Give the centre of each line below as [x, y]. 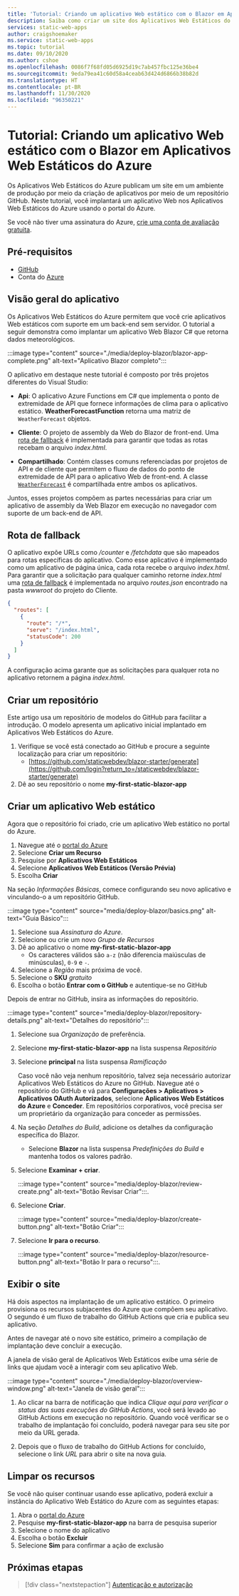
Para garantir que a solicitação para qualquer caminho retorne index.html [115, 576]
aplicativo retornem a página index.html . [66, 677]
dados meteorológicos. [41, 339]
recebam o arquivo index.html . [62, 447]
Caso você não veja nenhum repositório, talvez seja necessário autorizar [124, 1075]
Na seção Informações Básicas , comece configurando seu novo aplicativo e [119, 889]
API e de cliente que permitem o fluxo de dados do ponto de [106, 469]
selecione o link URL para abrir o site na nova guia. [92, 1454]
